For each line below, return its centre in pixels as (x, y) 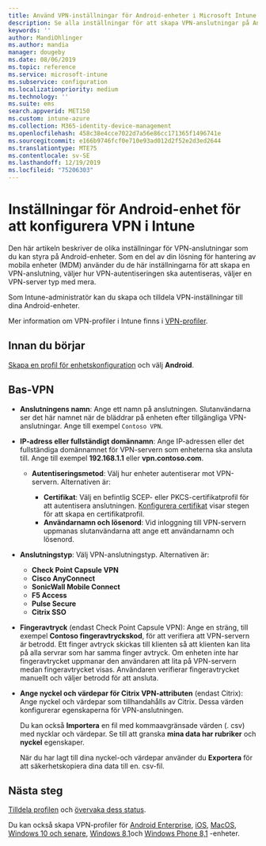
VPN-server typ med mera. (52, 281)
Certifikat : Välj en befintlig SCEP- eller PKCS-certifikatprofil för (146, 497)
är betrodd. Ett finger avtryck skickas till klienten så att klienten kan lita (135, 644)
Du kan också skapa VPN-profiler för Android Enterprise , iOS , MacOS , (122, 825)
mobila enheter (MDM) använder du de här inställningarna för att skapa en (129, 265)
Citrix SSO (49, 612)
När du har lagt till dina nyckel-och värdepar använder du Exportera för (136, 757)
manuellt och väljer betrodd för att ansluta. (89, 677)
